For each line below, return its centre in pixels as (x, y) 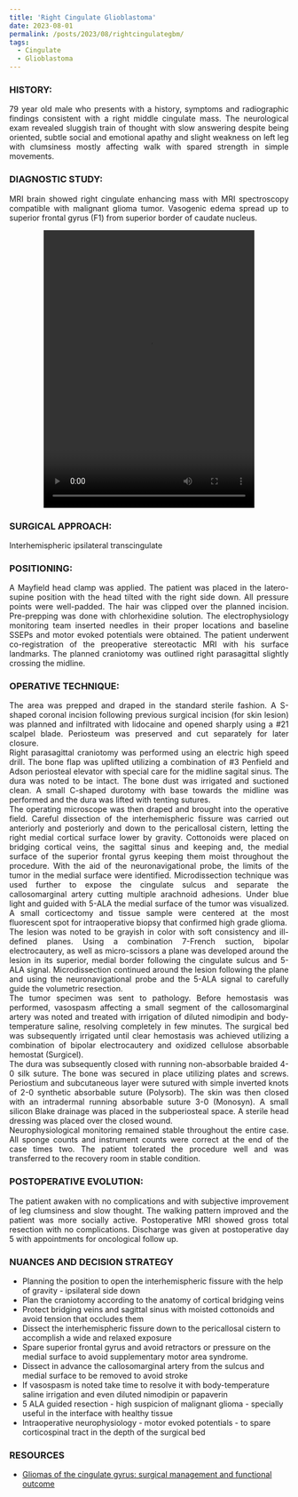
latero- (277, 588)
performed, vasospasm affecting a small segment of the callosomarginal (149, 1007)
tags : (19, 42)
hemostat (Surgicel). (47, 1055)
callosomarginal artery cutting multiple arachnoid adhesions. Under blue (149, 895)
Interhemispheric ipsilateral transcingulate (86, 545)
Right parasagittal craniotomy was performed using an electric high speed (149, 752)
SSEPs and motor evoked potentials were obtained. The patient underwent (149, 635)
